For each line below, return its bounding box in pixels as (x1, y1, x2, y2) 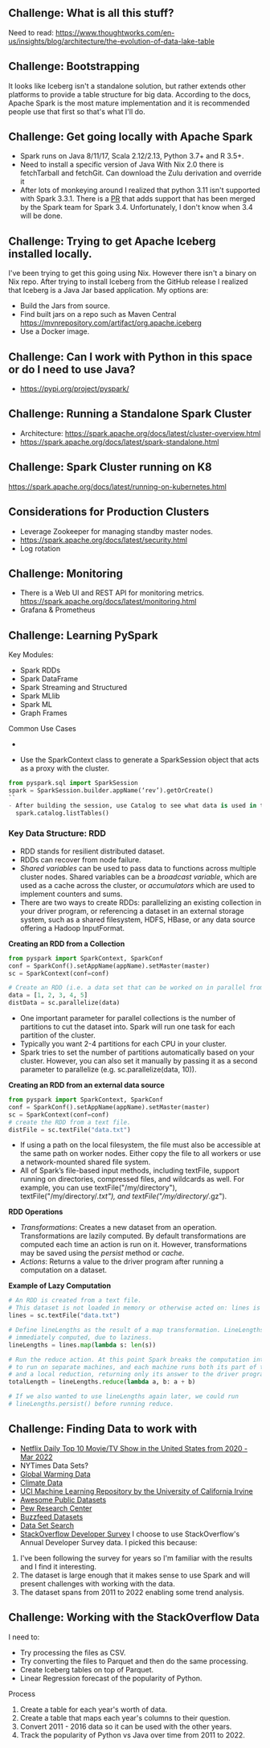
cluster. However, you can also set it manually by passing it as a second (19, 1056, 258, 1066)
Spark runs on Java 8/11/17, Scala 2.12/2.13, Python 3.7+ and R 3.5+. (19, 151, 244, 161)
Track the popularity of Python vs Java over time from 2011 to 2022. (19, 1729, 245, 1740)
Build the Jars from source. (19, 301, 111, 311)
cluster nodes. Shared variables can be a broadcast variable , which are (19, 872, 257, 882)
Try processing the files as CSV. (19, 1647, 126, 1657)
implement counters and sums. (19, 889, 123, 899)
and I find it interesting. (19, 1561, 97, 1571)
